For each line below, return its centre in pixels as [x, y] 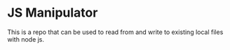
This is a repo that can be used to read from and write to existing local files [115, 32]
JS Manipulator [53, 13]
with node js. [26, 39]
